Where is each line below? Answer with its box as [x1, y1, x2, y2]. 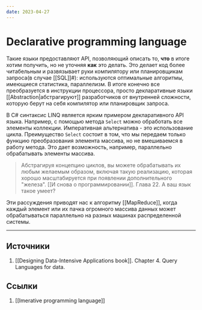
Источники [6, 241, 50, 251]
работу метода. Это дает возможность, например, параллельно [6, 143, 173, 151]
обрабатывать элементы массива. [6, 150, 95, 157]
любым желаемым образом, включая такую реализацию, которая [20, 168, 192, 175]
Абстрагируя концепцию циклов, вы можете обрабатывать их [20, 161, 182, 169]
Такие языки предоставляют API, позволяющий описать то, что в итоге [6, 55, 190, 62]
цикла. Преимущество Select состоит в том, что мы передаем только [6, 130, 186, 138]
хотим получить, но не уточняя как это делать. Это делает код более [6, 61, 185, 68]
